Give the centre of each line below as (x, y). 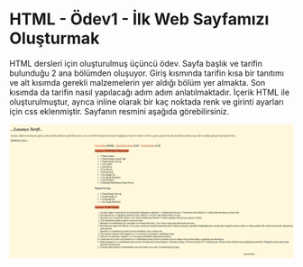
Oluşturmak (55, 38)
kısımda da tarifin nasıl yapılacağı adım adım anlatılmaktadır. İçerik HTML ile (150, 92)
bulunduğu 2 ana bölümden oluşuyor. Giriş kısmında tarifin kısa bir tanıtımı (147, 73)
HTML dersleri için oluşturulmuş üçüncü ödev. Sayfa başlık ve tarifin (136, 63)
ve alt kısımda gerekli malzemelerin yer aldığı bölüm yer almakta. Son (138, 82)
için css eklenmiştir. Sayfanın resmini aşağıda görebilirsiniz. (119, 111)
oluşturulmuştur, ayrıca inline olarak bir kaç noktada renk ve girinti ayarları (147, 101)
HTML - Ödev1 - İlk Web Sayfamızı (139, 19)
